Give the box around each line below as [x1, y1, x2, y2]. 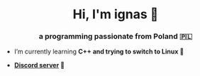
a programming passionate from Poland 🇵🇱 [38, 32, 193, 42]
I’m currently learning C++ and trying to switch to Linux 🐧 [13, 47, 184, 56]
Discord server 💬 [13, 61, 65, 70]
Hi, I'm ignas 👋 [72, 6, 159, 23]
